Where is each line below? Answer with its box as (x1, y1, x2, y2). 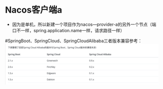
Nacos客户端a (5, 4, 62, 16)
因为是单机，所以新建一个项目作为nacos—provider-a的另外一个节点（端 (12, 21, 157, 27)
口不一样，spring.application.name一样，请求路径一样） (12, 27, 125, 33)
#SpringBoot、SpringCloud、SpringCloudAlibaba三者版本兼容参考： (5, 37, 143, 44)
